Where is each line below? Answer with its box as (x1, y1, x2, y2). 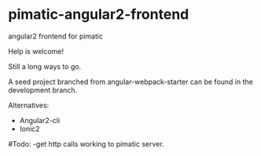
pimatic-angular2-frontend (8, 5, 189, 24)
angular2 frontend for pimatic (8, 31, 104, 41)
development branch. (8, 85, 78, 95)
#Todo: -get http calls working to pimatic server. (8, 139, 164, 148)
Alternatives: (8, 100, 50, 110)
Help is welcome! (8, 46, 64, 56)
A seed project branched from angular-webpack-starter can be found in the (8, 77, 253, 86)
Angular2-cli (19, 115, 61, 125)
